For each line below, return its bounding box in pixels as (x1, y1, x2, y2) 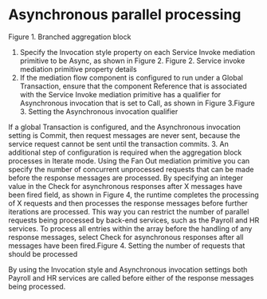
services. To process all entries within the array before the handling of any (8, 223, 253, 233)
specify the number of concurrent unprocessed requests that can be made (8, 164, 254, 174)
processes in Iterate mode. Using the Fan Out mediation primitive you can (8, 155, 250, 165)
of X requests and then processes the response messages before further (8, 198, 249, 208)
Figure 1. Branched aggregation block (8, 32, 132, 41)
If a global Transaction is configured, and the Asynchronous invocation (8, 122, 241, 132)
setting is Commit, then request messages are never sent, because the (8, 130, 241, 140)
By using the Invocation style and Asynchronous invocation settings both (8, 265, 248, 274)
